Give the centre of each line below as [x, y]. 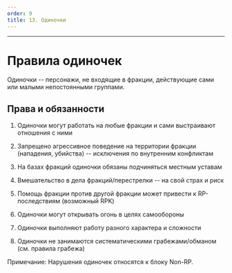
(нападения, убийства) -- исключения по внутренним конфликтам [115, 153]
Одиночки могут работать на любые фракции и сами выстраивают [116, 126]
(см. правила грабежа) [51, 249]
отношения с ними [45, 133]
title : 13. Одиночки [37, 20]
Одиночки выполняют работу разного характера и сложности [109, 228]
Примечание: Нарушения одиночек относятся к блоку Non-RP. [100, 262]
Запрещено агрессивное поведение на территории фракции [107, 147]
